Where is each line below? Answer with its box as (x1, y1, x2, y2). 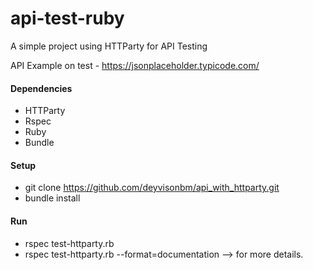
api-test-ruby (10, 7, 125, 30)
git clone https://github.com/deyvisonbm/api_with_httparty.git (24, 182, 280, 194)
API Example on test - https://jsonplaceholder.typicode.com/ (10, 59, 260, 71)
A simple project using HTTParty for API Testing (10, 40, 208, 52)
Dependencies (10, 82, 73, 94)
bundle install (24, 192, 81, 204)
